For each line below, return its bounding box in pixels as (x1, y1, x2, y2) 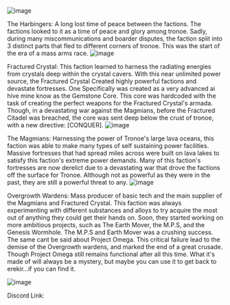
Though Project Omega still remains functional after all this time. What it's (7, 250, 215, 258)
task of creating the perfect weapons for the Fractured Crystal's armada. (7, 99, 213, 107)
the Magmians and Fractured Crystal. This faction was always (7, 199, 182, 207)
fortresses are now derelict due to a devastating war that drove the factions (7, 164, 221, 171)
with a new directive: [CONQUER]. (7, 121, 104, 129)
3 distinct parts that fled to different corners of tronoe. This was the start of (7, 42, 220, 50)
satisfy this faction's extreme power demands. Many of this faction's (7, 156, 201, 165)
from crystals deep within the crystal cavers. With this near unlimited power (7, 70, 221, 78)
